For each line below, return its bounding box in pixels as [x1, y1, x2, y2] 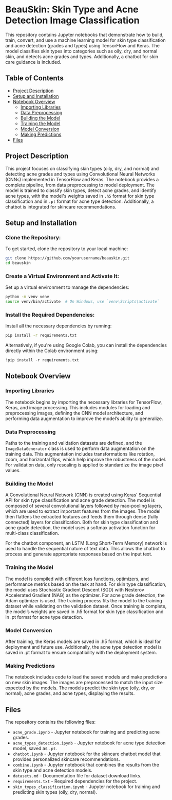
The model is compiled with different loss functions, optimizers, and [5, 576, 149, 582]
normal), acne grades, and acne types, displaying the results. [5, 690, 135, 697]
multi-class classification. [5, 530, 60, 536]
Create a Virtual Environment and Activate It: [5, 272, 120, 280]
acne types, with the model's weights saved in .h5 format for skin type [5, 193, 155, 199]
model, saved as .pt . [12, 745, 58, 752]
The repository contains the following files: [5, 719, 96, 725]
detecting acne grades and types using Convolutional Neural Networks [5, 171, 156, 177]
